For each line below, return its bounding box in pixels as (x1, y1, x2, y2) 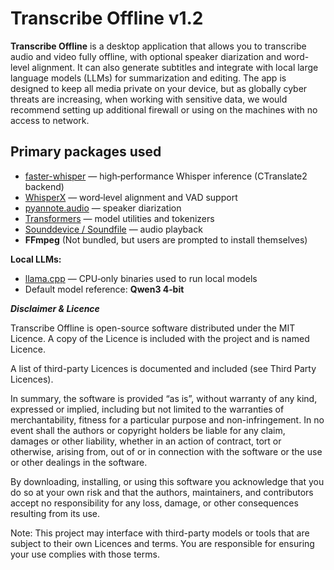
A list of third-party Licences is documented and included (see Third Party (10, 362, 317, 374)
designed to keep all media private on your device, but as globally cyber (10, 82, 308, 94)
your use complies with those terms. (10, 548, 160, 560)
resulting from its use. (10, 507, 101, 519)
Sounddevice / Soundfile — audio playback (24, 223, 203, 235)
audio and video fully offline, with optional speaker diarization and (10, 50, 282, 62)
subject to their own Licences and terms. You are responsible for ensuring (10, 537, 315, 549)
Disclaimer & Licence (10, 302, 100, 314)
